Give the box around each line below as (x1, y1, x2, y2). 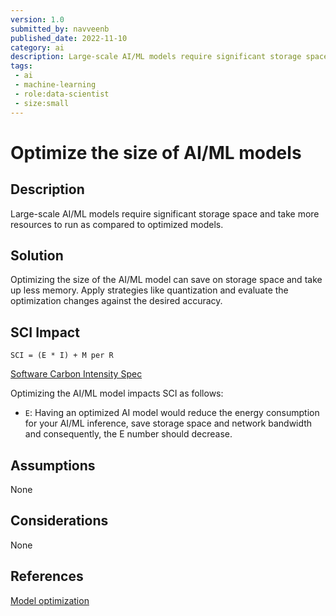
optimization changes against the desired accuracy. (10, 295, 223, 307)
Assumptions (10, 457, 96, 474)
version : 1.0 (10, 14, 65, 25)
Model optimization (10, 594, 90, 606)
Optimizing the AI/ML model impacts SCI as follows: (10, 387, 224, 400)
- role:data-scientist (14, 89, 110, 99)
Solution (10, 247, 64, 264)
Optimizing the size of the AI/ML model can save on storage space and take (10, 274, 323, 286)
